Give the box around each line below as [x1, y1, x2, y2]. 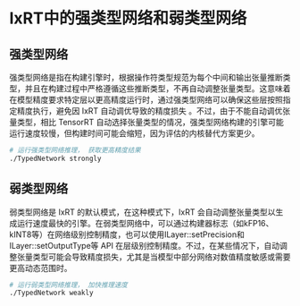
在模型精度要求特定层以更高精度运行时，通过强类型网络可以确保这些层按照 [9, 95, 283, 105]
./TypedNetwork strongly [9, 154, 102, 163]
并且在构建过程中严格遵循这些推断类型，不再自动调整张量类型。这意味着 [24, 83, 291, 94]
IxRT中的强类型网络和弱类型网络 [9, 8, 247, 29]
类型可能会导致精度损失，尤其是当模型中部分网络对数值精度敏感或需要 [32, 251, 291, 262]
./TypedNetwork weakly [9, 288, 94, 298]
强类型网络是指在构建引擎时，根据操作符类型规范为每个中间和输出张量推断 [9, 72, 283, 82]
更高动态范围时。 [9, 262, 72, 273]
